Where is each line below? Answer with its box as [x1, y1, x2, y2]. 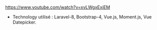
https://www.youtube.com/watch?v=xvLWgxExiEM [5, 4, 111, 10]
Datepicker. [12, 19, 37, 25]
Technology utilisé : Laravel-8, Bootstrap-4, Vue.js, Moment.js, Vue [12, 14, 152, 19]
